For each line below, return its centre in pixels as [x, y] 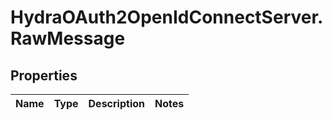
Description [116, 103]
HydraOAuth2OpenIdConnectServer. [167, 17]
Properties [44, 75]
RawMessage [68, 38]
